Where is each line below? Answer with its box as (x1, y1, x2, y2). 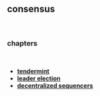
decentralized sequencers (16, 82, 93, 90)
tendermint (16, 67, 50, 76)
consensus (7, 3, 56, 15)
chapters (7, 38, 38, 48)
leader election (16, 74, 61, 82)
